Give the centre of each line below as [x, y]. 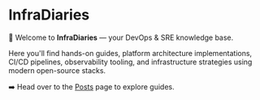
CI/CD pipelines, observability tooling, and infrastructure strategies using [130, 62]
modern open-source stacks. [57, 70]
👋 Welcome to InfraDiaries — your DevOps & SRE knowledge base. [121, 37]
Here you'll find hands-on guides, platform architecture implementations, [130, 53]
